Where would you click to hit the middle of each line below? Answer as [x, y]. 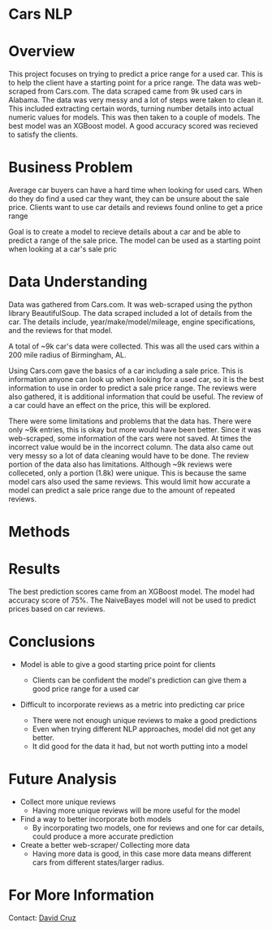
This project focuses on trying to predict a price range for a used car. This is [136, 74]
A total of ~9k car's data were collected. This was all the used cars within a [134, 346]
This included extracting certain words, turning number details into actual [131, 109]
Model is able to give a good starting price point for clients [118, 665]
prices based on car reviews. [57, 609]
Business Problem [71, 167]
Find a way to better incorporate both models [96, 819]
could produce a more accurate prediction [103, 836]
